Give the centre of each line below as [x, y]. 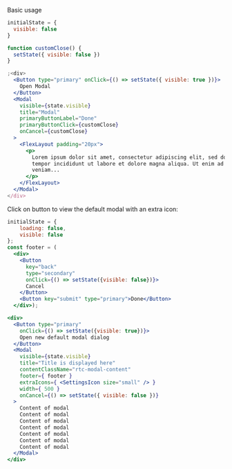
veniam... [46, 170]
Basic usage [25, 10]
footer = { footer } [46, 376]
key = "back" [41, 267]
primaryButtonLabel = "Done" [58, 118]
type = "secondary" [50, 273]
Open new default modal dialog [65, 337]
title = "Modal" [40, 112]
